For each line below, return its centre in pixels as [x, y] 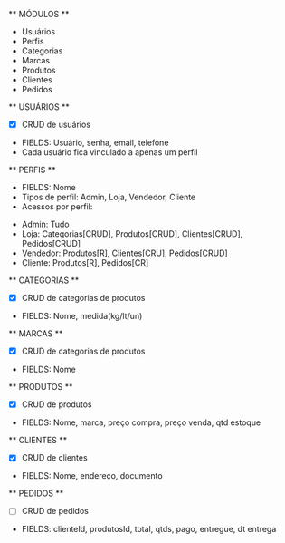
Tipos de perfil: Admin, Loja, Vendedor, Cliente [109, 197]
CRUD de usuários [56, 124]
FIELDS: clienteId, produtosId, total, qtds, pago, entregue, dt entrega [149, 529]
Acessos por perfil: [57, 207]
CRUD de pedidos [55, 511]
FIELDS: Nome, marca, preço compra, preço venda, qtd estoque [141, 422]
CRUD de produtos [57, 404]
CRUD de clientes [54, 458]
